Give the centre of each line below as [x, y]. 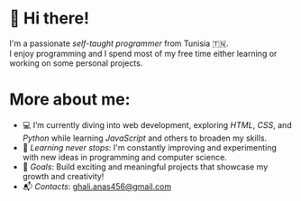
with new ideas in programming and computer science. [124, 157]
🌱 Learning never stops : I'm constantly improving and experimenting [150, 147]
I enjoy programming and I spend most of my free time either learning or [143, 53]
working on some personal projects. [76, 63]
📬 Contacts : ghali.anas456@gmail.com [97, 186]
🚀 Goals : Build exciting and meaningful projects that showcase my [145, 167]
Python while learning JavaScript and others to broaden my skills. [145, 138]
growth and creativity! [63, 176]
